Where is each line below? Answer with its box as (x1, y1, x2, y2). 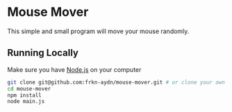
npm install (7, 91, 42, 99)
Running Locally (7, 47, 78, 59)
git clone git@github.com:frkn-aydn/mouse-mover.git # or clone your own (7, 79, 226, 86)
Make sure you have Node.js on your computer (7, 65, 142, 73)
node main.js (7, 98, 45, 105)
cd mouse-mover (7, 85, 51, 92)
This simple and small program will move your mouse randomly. (7, 27, 190, 35)
